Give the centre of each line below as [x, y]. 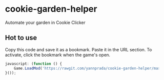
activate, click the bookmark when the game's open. [58, 55]
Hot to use [21, 38]
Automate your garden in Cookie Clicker [45, 22]
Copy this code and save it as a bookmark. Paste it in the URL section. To [79, 49]
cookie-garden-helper [51, 9]
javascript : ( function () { [34, 64]
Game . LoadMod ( [28, 68]
